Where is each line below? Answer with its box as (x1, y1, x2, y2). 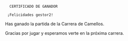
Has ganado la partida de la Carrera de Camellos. (5, 21, 105, 27)
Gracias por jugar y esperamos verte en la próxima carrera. (5, 30, 124, 36)
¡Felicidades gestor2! (7, 13, 54, 17)
